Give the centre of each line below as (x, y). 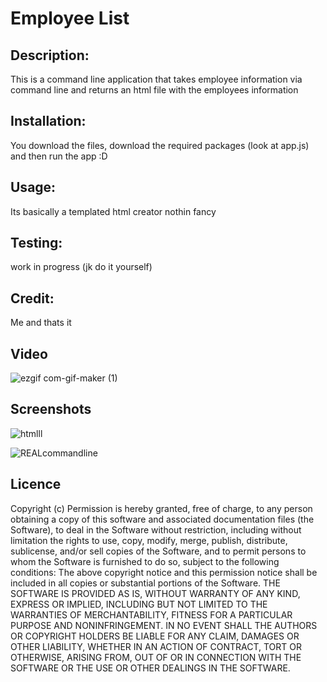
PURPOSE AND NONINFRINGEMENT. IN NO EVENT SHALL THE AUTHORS (164, 625)
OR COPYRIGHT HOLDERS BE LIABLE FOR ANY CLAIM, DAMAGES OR (155, 636)
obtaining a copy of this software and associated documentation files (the (162, 519)
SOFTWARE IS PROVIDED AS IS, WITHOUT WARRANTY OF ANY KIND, (155, 593)
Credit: (32, 298)
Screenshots (51, 409)
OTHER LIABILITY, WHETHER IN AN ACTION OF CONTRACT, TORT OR (156, 646)
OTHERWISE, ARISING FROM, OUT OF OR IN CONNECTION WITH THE (156, 657)
